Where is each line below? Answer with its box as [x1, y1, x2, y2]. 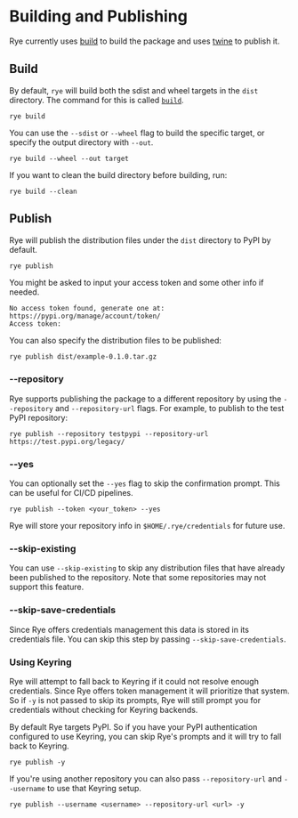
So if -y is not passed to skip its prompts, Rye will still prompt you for [9, 694, 261, 705]
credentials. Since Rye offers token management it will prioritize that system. [9, 685, 291, 696]
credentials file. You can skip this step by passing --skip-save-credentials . [9, 634, 286, 644]
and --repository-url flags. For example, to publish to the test [54, 402, 285, 413]
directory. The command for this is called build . [9, 94, 184, 105]
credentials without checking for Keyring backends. [9, 704, 198, 715]
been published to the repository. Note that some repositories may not [9, 572, 267, 583]
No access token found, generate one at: [9, 304, 165, 313]
